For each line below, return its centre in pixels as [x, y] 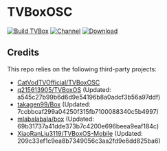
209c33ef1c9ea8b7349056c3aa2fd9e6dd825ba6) [89, 141]
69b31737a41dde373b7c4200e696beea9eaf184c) [88, 126]
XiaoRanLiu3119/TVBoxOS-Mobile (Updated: [80, 133]
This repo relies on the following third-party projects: [82, 69]
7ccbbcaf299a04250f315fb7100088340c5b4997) [88, 111]
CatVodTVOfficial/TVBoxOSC [58, 82]
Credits [23, 53]
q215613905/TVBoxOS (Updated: [64, 89]
